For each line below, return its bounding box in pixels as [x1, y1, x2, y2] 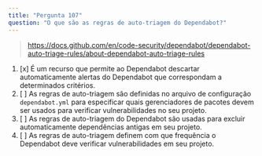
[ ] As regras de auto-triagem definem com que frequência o [19, 130, 216, 140]
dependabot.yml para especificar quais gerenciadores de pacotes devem [19, 97, 254, 107]
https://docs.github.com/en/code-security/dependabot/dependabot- [27, 40, 251, 49]
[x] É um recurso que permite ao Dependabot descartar [19, 63, 201, 73]
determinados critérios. [19, 80, 96, 90]
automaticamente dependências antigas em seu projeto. [19, 122, 202, 132]
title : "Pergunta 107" [8, 11, 83, 20]
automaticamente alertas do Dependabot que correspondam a [19, 72, 223, 82]
